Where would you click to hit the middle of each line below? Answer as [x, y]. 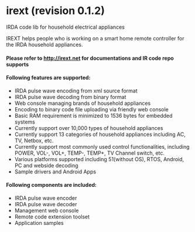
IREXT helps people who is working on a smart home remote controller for [95, 38]
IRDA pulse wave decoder [46, 204]
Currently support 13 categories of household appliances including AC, [100, 134]
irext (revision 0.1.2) [56, 11]
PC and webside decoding [46, 165]
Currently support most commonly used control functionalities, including [102, 146]
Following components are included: [51, 185]
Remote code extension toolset [52, 216]
